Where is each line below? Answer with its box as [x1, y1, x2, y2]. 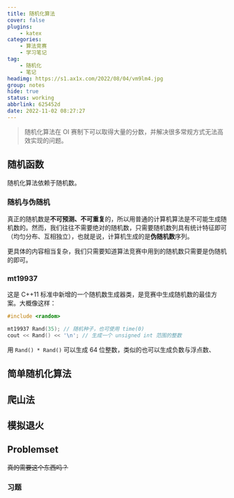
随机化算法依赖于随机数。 [7, 179, 81, 187]
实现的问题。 [30, 136, 68, 144]
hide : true [7, 88, 39, 95]
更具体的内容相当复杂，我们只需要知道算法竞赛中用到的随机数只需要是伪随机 [7, 247, 227, 255]
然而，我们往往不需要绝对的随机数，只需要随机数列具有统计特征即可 [31, 223, 227, 232]
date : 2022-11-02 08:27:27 [7, 107, 86, 114]
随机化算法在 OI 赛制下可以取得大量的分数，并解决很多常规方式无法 [24, 127, 218, 136]
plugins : [7, 23, 33, 30]
